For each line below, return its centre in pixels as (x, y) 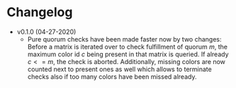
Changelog (40, 12)
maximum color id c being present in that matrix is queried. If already (128, 54)
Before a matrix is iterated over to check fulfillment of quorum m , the (128, 46)
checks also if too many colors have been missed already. (112, 76)
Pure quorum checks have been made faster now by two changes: (124, 39)
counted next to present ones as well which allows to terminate (119, 69)
